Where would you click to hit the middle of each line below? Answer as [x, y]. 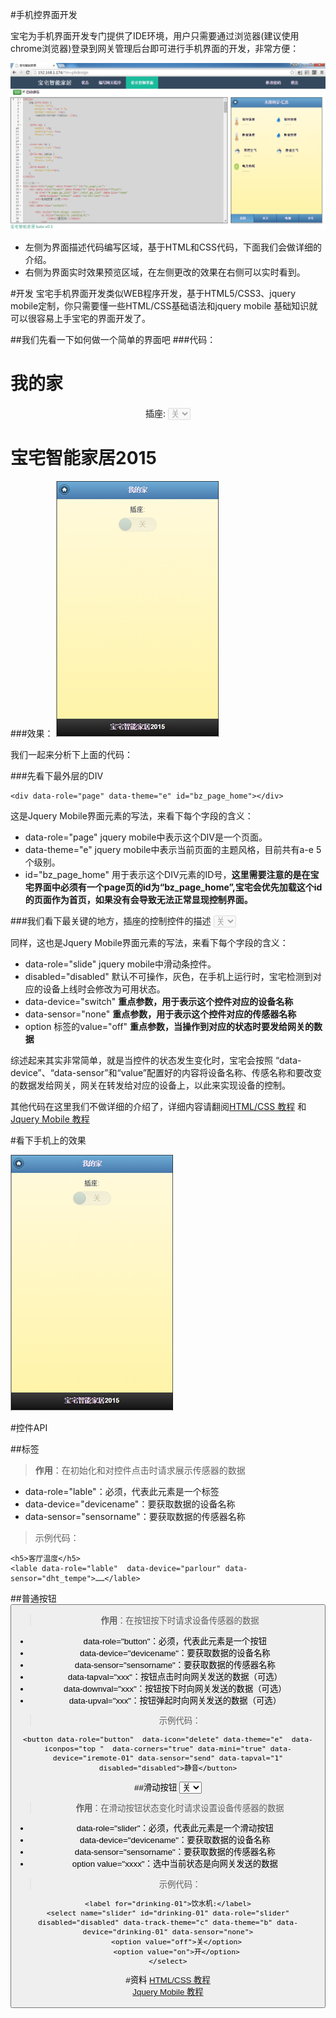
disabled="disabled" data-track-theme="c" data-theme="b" [155, 1923]
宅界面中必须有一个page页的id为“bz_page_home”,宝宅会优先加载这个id [173, 887]
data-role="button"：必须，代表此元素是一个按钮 [175, 1641]
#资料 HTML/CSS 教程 [168, 1980]
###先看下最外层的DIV [57, 776]
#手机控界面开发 [44, 14]
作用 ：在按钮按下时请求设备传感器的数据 [180, 1621]
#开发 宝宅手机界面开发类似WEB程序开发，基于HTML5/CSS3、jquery [153, 294]
